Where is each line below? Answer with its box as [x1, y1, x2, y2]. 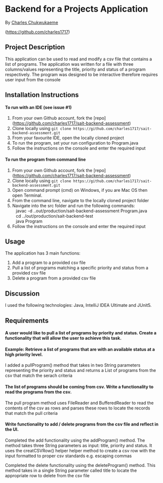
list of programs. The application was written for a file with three [5, 61, 134, 67]
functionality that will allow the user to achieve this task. [5, 335, 122, 341]
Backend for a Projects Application [5, 3, 148, 15]
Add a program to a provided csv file [12, 260, 86, 266]
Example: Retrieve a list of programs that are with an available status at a [5, 346, 155, 352]
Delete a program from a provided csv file [12, 275, 96, 281]
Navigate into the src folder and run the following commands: [12, 203, 135, 208]
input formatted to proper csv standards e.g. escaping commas [5, 453, 132, 459]
